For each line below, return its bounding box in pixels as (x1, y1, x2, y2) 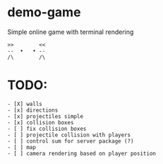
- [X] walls (7, 100, 42, 107)
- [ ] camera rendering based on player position (7, 150, 157, 157)
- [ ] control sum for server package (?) (7, 137, 134, 145)
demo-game (7, 4, 81, 20)
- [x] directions (7, 107, 59, 114)
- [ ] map (7, 143, 37, 151)
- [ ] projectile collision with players (7, 131, 131, 139)
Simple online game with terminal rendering (7, 28, 134, 36)
